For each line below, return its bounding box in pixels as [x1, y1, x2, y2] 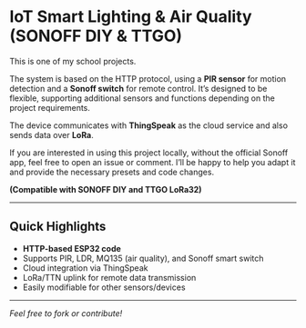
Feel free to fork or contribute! [9, 307, 123, 319]
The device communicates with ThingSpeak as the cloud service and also [9, 120, 289, 131]
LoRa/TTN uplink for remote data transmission [22, 272, 197, 283]
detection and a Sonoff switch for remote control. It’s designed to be [9, 83, 268, 94]
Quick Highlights [9, 219, 107, 234]
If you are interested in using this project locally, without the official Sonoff [9, 147, 289, 158]
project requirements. [9, 102, 91, 113]
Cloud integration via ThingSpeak [22, 262, 148, 273]
